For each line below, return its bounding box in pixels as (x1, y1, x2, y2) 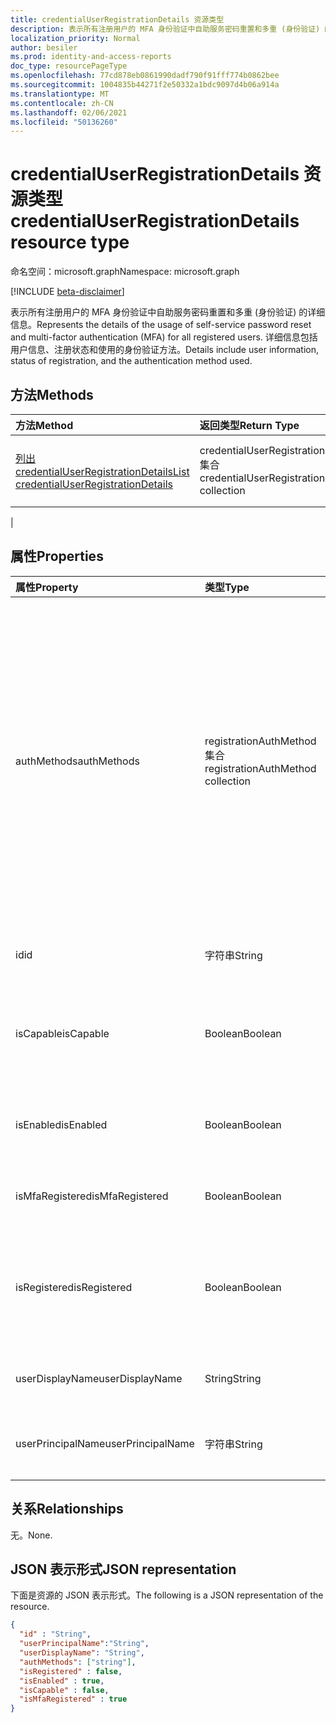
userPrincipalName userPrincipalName (15, 1436, 195, 1450)
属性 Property (15, 580, 79, 594)
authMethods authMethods (15, 754, 140, 768)
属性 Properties (10, 548, 104, 565)
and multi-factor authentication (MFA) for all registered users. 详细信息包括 (10, 331, 318, 343)
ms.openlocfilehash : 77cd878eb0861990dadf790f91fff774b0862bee (10, 71, 280, 81)
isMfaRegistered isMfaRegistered (15, 1189, 169, 1203)
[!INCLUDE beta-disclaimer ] (10, 286, 125, 298)
